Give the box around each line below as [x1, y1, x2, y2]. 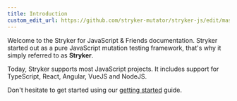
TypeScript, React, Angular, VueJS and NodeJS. [7, 72, 147, 81]
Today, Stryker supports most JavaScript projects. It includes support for [7, 65, 219, 73]
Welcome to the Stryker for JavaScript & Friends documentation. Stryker [7, 36, 218, 44]
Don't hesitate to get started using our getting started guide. [7, 86, 182, 94]
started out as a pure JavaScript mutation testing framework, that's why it [7, 43, 221, 52]
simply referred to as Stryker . [7, 50, 94, 60]
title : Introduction [7, 10, 68, 18]
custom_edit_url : [7, 17, 59, 24]
